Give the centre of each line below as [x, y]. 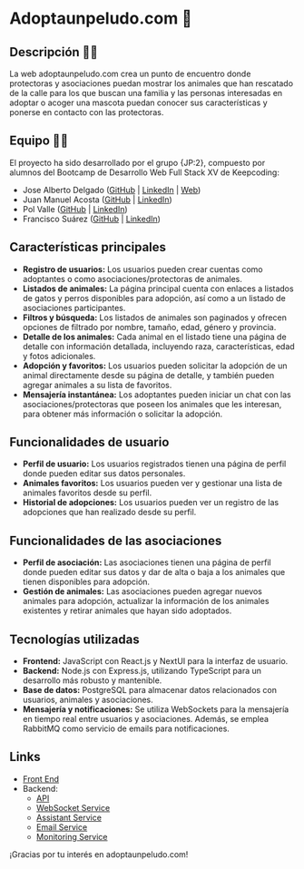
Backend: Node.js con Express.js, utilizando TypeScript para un [142, 671]
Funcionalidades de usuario [89, 442]
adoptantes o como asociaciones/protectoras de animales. [132, 278]
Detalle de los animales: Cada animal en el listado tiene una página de [155, 337]
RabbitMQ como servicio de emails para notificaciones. [126, 728]
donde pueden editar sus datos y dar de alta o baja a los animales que [154, 572]
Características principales [88, 247]
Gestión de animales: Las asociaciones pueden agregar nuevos [142, 591]
